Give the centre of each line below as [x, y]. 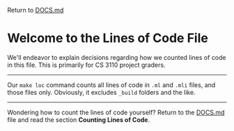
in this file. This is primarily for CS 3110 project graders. [86, 65]
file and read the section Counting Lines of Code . [79, 120]
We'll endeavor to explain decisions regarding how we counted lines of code [117, 57]
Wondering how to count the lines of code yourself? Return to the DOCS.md [116, 112]
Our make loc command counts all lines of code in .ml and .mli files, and [111, 85]
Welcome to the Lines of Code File [108, 38]
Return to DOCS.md [36, 10]
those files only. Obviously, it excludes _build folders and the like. [102, 92]
